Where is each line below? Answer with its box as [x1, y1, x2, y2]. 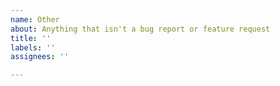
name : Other [10, 14, 60, 25]
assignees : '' [10, 52, 70, 62]
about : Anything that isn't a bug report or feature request [10, 24, 271, 34]
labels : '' [10, 42, 56, 53]
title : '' [10, 33, 52, 43]
